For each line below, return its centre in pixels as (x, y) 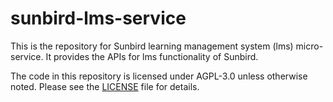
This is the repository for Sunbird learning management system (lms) (152, 46)
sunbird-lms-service (98, 18)
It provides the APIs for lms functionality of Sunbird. (152, 56)
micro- (309, 46)
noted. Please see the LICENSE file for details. (105, 86)
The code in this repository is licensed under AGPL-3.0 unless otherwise (159, 76)
